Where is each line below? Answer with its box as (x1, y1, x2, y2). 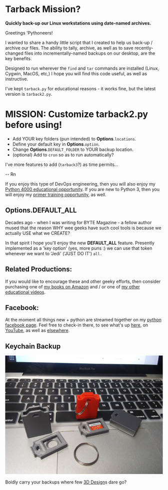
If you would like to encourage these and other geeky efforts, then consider (5, 278, 161, 284)
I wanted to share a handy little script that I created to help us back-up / (5, 39, 153, 46)
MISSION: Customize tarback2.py (5, 109, 148, 120)
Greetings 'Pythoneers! (5, 30, 53, 36)
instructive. (5, 76, 28, 82)
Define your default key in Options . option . (12, 141, 100, 147)
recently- (134, 45, 153, 51)
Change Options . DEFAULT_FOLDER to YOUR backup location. (12, 146, 134, 152)
